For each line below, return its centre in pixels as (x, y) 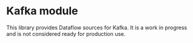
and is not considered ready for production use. (66, 33)
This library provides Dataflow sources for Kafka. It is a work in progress (97, 27)
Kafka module (42, 11)
